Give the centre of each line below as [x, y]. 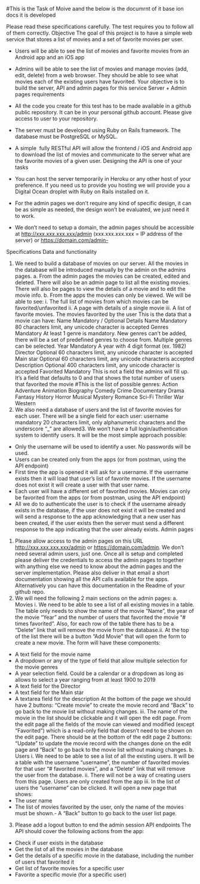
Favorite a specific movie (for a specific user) [70, 874]
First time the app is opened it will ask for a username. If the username [101, 472]
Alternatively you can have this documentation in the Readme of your [100, 585]
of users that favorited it [44, 862]
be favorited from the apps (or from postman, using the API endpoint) [100, 497]
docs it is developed [31, 15]
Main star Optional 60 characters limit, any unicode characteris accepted [104, 359]
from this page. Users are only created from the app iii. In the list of [97, 781]
